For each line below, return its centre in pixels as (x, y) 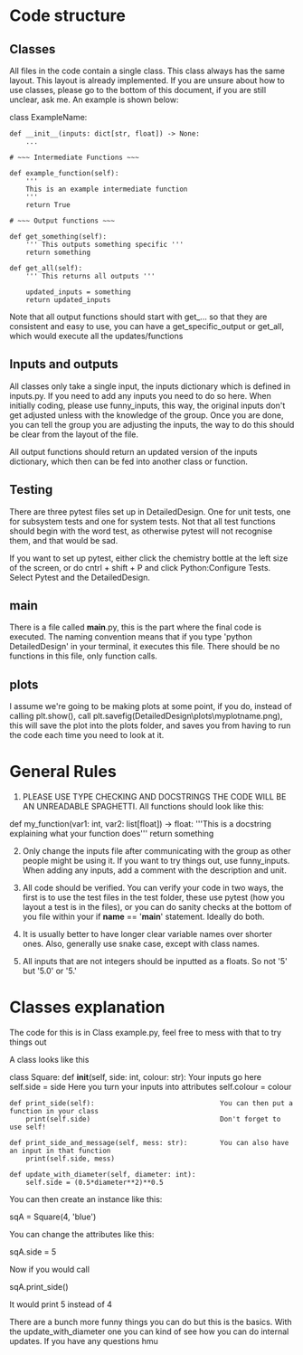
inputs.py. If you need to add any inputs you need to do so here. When (140, 395)
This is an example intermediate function (107, 189)
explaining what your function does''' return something (112, 834)
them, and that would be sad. (64, 540)
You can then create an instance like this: (86, 1199)
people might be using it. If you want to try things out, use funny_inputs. (156, 861)
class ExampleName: (48, 117)
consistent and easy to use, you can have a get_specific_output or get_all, (147, 326)
